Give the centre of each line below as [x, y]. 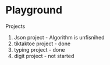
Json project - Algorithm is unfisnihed [59, 37]
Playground [34, 10]
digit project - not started [44, 56]
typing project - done [39, 49]
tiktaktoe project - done [42, 44]
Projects [15, 26]
